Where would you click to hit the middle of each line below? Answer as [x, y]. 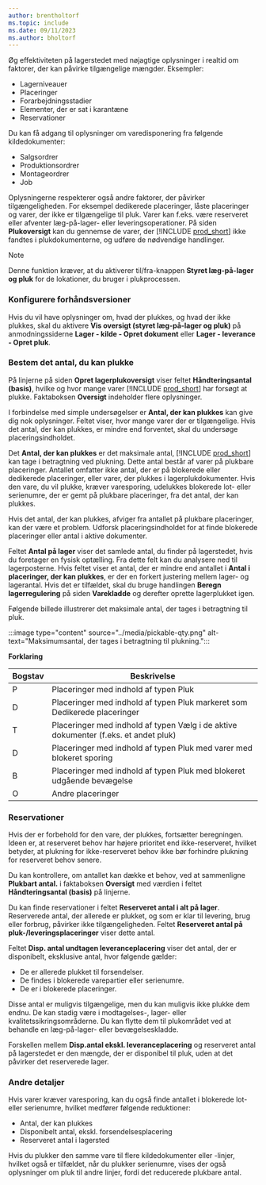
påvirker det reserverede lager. [59, 1062]
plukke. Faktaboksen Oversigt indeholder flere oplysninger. [105, 397]
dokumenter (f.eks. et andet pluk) [114, 735]
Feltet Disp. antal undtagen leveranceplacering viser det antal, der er [123, 948]
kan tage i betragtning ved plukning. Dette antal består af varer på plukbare [131, 461]
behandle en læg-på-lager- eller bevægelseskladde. [93, 1029]
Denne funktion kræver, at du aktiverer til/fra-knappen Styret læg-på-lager [131, 271]
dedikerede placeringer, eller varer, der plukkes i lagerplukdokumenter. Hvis [132, 478]
